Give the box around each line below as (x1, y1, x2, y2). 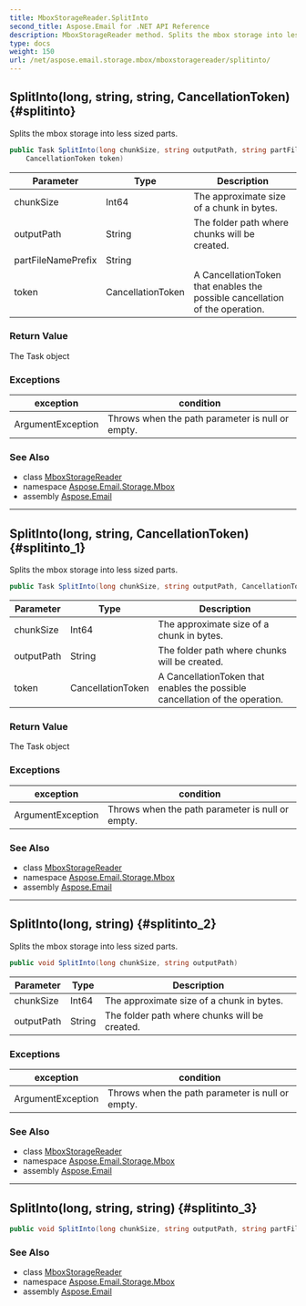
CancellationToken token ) (25, 154, 125, 163)
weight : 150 (9, 47, 55, 57)
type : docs (9, 38, 51, 48)
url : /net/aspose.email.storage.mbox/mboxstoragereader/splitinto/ (9, 56, 271, 65)
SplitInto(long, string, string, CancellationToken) (9, 89, 291, 105)
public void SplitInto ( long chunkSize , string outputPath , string (9, 1225, 267, 1234)
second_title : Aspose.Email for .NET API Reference (9, 22, 209, 31)
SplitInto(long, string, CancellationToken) (9, 526, 250, 541)
